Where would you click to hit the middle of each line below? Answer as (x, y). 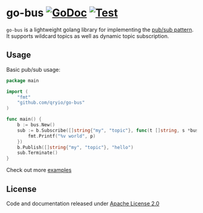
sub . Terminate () (38, 153)
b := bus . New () (36, 125)
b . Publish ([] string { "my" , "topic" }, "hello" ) (76, 147)
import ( (17, 91)
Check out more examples (39, 170)
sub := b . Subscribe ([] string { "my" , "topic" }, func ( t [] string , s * (104, 130)
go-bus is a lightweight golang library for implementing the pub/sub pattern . (100, 30)
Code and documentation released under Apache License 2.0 (83, 203)
